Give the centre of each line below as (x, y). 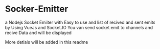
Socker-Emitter (37, 9)
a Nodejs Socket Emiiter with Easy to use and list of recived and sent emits (80, 22)
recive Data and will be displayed (38, 33)
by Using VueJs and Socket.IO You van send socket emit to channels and (79, 27)
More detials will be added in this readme (46, 42)
